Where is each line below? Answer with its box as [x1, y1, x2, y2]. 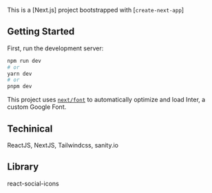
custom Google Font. [7, 103, 67, 111]
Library [7, 161, 39, 173]
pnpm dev [7, 83, 32, 90]
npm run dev [7, 57, 41, 64]
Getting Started [7, 26, 75, 37]
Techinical [7, 123, 53, 134]
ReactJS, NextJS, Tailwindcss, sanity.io [7, 141, 119, 149]
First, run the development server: [7, 44, 104, 52]
